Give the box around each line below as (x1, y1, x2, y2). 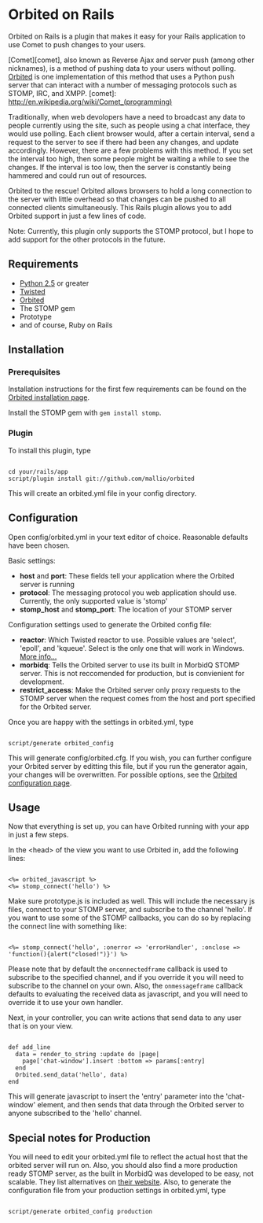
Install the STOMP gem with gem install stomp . (8, 408, 162, 418)
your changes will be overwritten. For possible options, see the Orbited (8, 770, 238, 779)
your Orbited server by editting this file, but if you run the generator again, (8, 761, 248, 770)
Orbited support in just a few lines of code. (8, 211, 147, 220)
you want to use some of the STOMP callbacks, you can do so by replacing (8, 913, 251, 922)
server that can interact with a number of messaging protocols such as (8, 80, 237, 90)
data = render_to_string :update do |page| (15, 1051, 159, 1059)
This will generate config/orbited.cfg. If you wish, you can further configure (8, 753, 253, 763)
